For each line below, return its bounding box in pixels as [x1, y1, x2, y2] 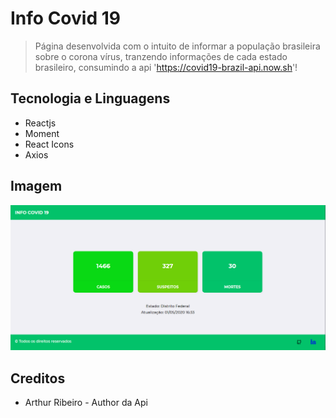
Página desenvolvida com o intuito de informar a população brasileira [34, 40, 321, 52]
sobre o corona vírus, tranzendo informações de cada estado [34, 50, 288, 62]
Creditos [10, 370, 66, 387]
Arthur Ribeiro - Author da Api [24, 397, 148, 409]
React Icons [24, 138, 75, 150]
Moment [24, 127, 60, 139]
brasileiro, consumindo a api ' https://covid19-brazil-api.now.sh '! [34, 61, 298, 73]
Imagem [10, 178, 63, 195]
